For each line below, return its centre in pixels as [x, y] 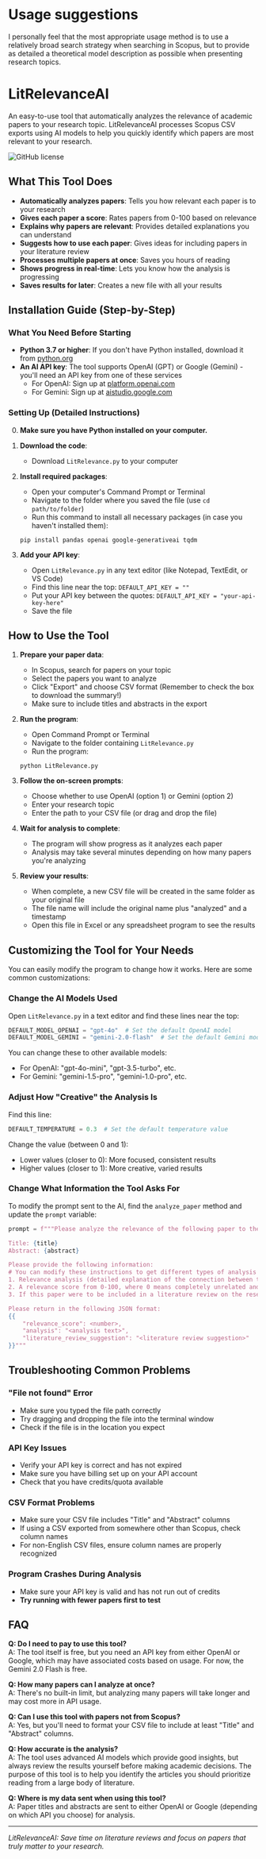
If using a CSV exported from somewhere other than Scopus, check [130, 1528]
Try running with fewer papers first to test [90, 1600]
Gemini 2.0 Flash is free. [48, 1669]
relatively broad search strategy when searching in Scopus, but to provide [129, 44]
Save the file [52, 611]
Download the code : [53, 445]
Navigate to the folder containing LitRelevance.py [112, 743]
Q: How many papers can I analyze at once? [82, 1684]
